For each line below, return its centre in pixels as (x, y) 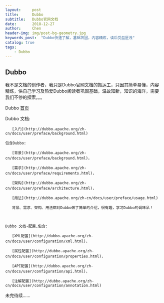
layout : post (23, 10)
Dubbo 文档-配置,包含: (26, 226)
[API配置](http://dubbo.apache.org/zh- (52, 266)
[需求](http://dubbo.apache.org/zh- (49, 168)
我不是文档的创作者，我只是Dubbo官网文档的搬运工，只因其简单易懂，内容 (82, 85)
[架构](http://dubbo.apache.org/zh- (49, 183)
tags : (11, 47)
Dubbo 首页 (17, 108)
